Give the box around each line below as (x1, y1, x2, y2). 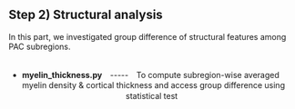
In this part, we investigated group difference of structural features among (8, 31, 287, 42)
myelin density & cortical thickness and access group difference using (21, 79, 286, 90)
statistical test (125, 90, 178, 101)
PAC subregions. (8, 41, 71, 52)
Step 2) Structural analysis (8, 7, 163, 23)
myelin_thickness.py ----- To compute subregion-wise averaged (21, 69, 280, 80)
